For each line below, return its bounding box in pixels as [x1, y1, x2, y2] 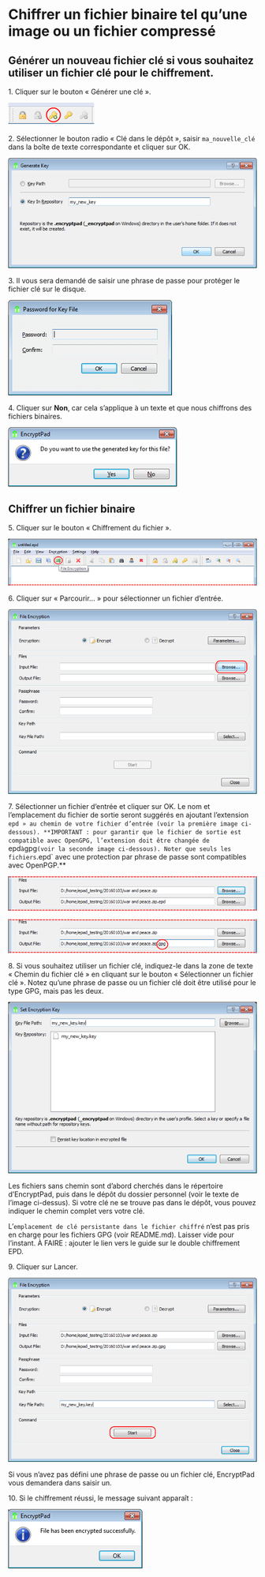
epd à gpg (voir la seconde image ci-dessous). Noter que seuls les [8, 843, 231, 853]
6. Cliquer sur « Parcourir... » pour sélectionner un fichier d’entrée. [8, 594, 223, 603]
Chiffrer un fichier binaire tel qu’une [8, 6, 248, 24]
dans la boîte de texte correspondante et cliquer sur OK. [8, 142, 191, 152]
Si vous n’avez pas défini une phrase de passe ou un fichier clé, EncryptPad [8, 1470, 255, 1479]
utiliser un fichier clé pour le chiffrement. [8, 66, 215, 80]
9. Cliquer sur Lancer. [8, 1261, 79, 1272]
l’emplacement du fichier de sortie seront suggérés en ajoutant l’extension [8, 810, 249, 819]
